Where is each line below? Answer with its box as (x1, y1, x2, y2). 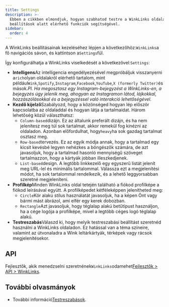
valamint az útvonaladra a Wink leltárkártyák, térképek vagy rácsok (12, 230, 152, 236)
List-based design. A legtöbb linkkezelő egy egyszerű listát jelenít (20, 161, 155, 166)
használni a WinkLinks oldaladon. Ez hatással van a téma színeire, (12, 224, 149, 231)
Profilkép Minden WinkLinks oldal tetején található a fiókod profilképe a (12, 182, 159, 188)
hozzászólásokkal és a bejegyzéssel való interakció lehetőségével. (12, 96, 152, 102)
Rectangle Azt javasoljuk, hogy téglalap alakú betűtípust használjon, (20, 203, 159, 209)
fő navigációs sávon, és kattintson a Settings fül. (5, 50, 104, 56)
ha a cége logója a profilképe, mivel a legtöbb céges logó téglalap (20, 208, 157, 214)
